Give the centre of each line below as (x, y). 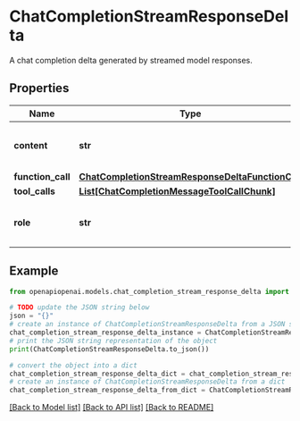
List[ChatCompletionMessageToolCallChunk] (177, 191)
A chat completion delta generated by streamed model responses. (131, 60)
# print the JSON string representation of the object (113, 341)
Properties (39, 88)
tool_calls (35, 191)
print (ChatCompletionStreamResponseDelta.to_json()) (109, 349)
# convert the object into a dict (74, 365)
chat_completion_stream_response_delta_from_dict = (107, 391)
